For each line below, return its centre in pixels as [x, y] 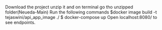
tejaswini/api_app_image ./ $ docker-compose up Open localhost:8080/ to [81, 17]
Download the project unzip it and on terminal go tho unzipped [69, 7]
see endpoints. [20, 22]
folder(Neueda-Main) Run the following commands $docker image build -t [81, 12]
